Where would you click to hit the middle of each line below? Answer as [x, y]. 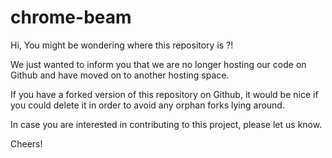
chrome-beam [71, 17]
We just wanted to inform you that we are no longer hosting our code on [158, 64]
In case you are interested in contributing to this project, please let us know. [166, 124]
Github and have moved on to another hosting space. [120, 75]
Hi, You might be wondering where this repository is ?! [122, 45]
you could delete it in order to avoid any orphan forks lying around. [147, 105]
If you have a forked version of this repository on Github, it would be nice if [164, 94]
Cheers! [26, 143]
